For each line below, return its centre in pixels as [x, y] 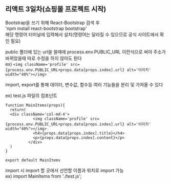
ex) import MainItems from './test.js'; [44, 176]
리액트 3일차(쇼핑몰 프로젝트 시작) [56, 9]
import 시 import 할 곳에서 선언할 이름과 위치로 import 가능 [65, 170]
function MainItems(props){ [35, 105]
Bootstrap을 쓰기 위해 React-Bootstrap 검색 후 [52, 23]
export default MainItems [33, 160]
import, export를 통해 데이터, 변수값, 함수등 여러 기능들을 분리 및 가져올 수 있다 [84, 84]
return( [18, 109]
